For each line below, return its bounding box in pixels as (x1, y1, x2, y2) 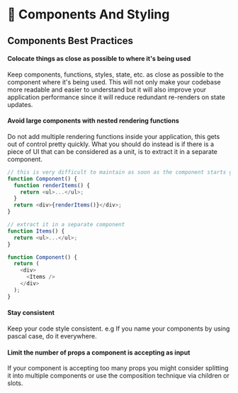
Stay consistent (7, 309, 55, 317)
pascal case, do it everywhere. (7, 331, 97, 340)
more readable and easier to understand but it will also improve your (7, 85, 207, 94)
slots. (7, 379, 23, 387)
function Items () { (7, 227, 65, 235)
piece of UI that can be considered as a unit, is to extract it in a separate (7, 147, 217, 155)
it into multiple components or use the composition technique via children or (7, 372, 230, 380)
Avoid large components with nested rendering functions (7, 116, 179, 125)
